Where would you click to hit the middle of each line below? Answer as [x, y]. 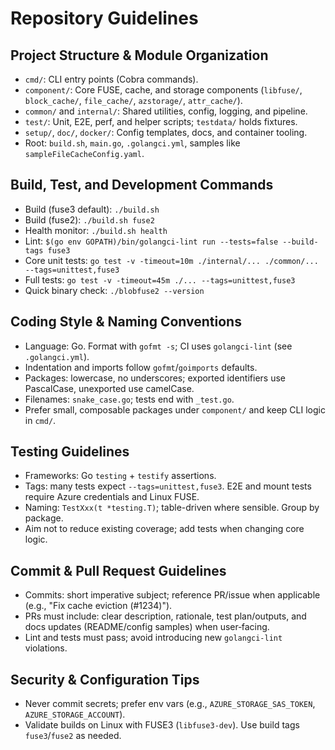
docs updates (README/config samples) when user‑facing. [147, 627]
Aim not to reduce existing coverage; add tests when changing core [164, 529]
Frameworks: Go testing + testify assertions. [120, 476]
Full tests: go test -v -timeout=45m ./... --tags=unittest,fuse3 [160, 279]
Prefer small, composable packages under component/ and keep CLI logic [175, 409]
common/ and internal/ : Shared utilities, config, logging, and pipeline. [166, 111]
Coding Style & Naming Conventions [126, 322]
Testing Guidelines [70, 452]
